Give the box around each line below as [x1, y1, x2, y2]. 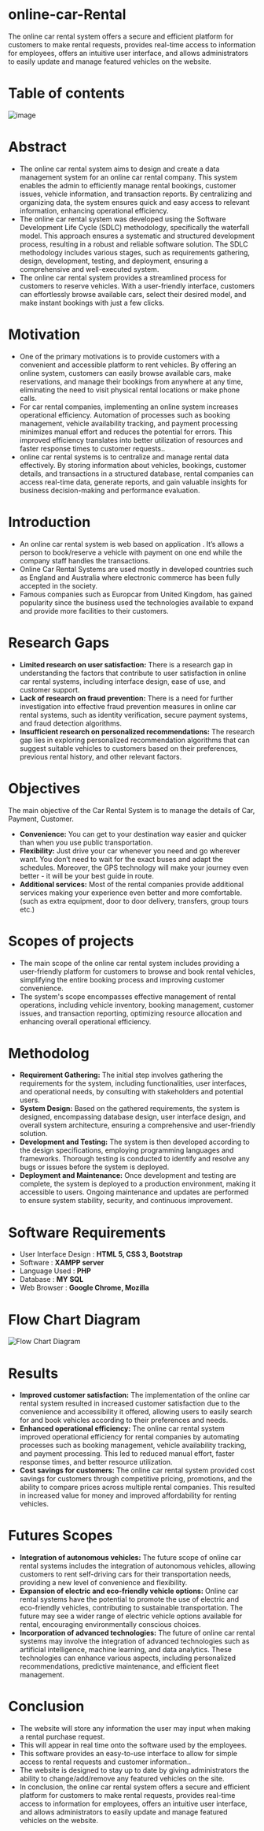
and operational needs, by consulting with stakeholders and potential [19, 1087, 244, 1097]
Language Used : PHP [19, 1266, 92, 1276]
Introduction [8, 513, 91, 531]
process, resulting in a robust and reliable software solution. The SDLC [19, 239, 249, 249]
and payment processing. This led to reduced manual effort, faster [19, 1449, 235, 1458]
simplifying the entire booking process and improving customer [19, 975, 225, 984]
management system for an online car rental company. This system [19, 172, 238, 182]
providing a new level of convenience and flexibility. [19, 1578, 188, 1588]
